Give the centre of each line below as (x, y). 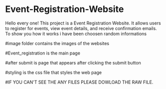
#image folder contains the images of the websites (57, 43)
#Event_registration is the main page (43, 53)
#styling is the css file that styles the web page (54, 72)
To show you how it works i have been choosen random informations (76, 33)
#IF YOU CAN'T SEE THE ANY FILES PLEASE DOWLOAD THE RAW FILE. (79, 82)
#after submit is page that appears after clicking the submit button (73, 62)
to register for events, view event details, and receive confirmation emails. (81, 28)
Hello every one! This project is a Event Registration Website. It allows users (83, 23)
